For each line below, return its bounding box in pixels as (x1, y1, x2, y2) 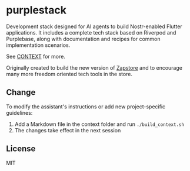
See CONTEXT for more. (6, 53, 66, 60)
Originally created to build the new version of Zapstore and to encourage (6, 64, 182, 71)
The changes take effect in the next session (14, 126, 121, 134)
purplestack (6, 4, 66, 17)
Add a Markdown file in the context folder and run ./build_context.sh (14, 121, 184, 128)
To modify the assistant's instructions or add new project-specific (6, 103, 166, 110)
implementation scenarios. (6, 42, 71, 49)
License (6, 144, 36, 154)
